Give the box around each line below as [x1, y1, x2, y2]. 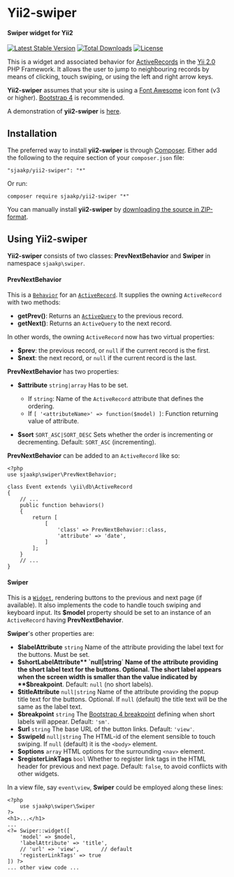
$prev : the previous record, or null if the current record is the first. [17, 346, 211, 355]
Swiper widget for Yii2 [7, 28, 73, 36]
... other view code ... [7, 864, 80, 871]
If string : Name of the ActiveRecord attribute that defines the [27, 395, 204, 403]
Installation [7, 128, 57, 140]
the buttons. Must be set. [17, 651, 90, 659]
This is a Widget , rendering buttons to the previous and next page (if [7, 594, 203, 602]
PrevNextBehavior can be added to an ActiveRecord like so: [7, 451, 180, 460]
